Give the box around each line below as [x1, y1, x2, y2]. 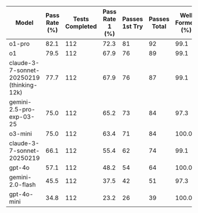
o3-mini [9, 130, 32, 137]
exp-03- [9, 113, 35, 120]
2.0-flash [9, 181, 37, 188]
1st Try [122, 22, 143, 30]
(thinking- [9, 81, 38, 89]
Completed [65, 22, 97, 30]
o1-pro [9, 40, 30, 48]
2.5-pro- [9, 106, 35, 113]
